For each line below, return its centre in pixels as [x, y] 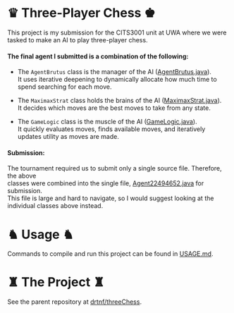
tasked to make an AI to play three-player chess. [78, 39]
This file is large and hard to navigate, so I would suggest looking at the [111, 198]
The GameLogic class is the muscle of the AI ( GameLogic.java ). [107, 122]
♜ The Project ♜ [56, 282]
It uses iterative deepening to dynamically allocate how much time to [117, 80]
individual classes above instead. [55, 206]
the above [22, 176]
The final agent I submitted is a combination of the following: [98, 56]
